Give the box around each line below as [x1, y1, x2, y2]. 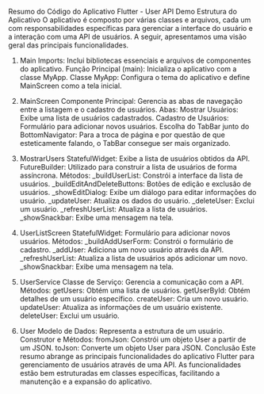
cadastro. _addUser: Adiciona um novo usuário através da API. [19, 245, 224, 254]
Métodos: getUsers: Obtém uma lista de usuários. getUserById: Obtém [19, 285, 251, 295]
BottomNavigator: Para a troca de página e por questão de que [19, 130, 226, 140]
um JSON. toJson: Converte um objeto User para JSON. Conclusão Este [19, 343, 256, 352]
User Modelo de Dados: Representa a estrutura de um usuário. [19, 327, 225, 335]
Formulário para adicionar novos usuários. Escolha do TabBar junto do [19, 122, 250, 131]
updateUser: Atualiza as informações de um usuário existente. [19, 303, 224, 312]
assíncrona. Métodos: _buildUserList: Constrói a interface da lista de [19, 170, 243, 180]
